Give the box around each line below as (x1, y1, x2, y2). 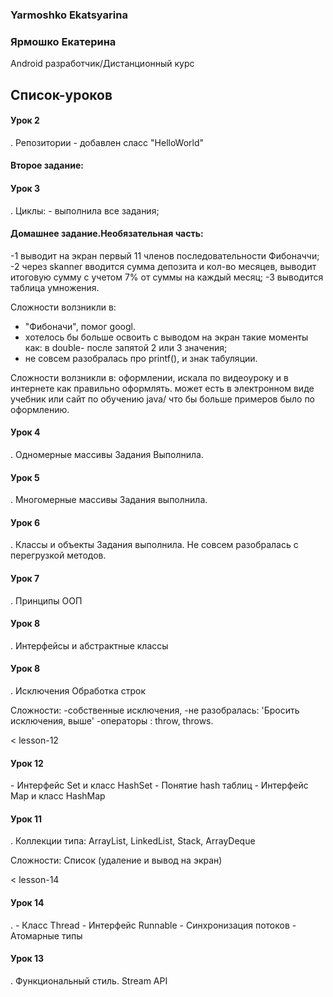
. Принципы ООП (10, 594, 83, 607)
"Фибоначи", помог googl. (24, 320, 136, 332)
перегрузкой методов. (10, 549, 107, 562)
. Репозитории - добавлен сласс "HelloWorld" (10, 136, 205, 148)
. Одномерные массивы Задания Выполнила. (10, 449, 204, 461)
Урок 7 (10, 573, 40, 585)
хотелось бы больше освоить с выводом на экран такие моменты (24, 331, 309, 343)
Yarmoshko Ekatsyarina (10, 8, 128, 22)
